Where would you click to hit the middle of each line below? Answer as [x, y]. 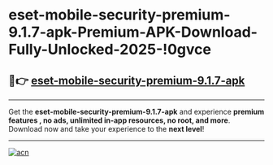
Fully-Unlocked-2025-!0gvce [110, 50]
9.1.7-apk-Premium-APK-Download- [133, 32]
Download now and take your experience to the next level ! [106, 129]
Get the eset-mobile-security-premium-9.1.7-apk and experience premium [136, 112]
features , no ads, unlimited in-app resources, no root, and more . [119, 120]
